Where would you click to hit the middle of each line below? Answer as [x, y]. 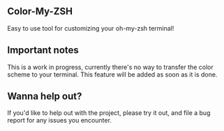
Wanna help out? [45, 97]
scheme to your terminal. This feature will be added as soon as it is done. [112, 74]
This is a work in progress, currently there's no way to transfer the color [111, 67]
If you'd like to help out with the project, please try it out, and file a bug [109, 113]
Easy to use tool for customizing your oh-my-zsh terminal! [91, 28]
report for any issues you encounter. [59, 121]
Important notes [43, 51]
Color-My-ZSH [40, 11]
